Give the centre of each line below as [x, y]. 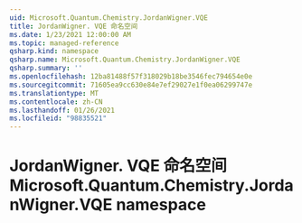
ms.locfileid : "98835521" [58, 118]
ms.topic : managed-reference [64, 43]
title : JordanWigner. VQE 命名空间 [74, 26]
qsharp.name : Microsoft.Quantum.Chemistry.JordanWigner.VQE [125, 60]
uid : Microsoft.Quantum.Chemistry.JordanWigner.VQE [109, 18]
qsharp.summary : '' [46, 69]
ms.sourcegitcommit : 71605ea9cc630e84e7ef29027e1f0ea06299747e [131, 85]
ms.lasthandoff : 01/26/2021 [62, 110]
